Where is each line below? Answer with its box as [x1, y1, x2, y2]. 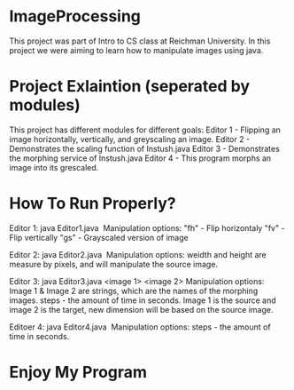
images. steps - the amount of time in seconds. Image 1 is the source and [9, 295, 276, 306]
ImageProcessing [9, 6, 142, 27]
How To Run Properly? [9, 194, 176, 214]
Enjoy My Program [9, 362, 148, 382]
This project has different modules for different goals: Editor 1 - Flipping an [9, 124, 282, 135]
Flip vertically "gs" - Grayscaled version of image [9, 232, 189, 243]
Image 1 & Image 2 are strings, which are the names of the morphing [9, 285, 259, 296]
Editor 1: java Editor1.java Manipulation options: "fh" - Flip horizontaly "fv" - [9, 222, 285, 233]
